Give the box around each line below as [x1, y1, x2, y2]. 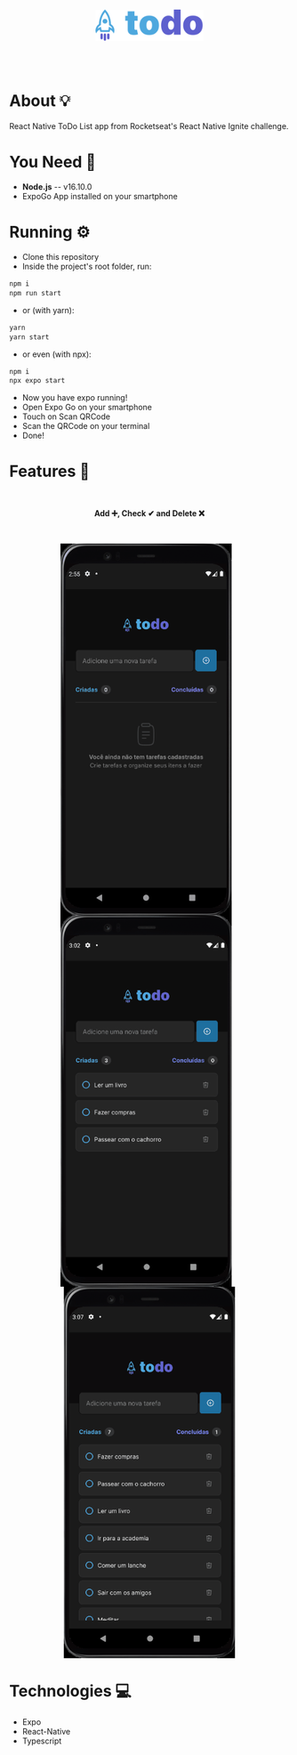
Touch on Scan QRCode [21, 411, 111, 422]
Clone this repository [21, 252, 100, 263]
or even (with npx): [21, 349, 92, 360]
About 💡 [9, 91, 71, 111]
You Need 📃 [9, 152, 96, 173]
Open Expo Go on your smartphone [21, 402, 153, 413]
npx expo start [9, 376, 66, 385]
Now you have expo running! [21, 392, 128, 403]
